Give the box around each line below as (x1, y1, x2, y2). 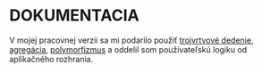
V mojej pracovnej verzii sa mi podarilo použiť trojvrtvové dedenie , (9, 35, 254, 45)
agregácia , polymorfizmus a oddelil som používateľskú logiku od (9, 44, 248, 54)
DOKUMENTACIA (9, 5, 140, 26)
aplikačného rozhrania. (9, 53, 94, 64)
